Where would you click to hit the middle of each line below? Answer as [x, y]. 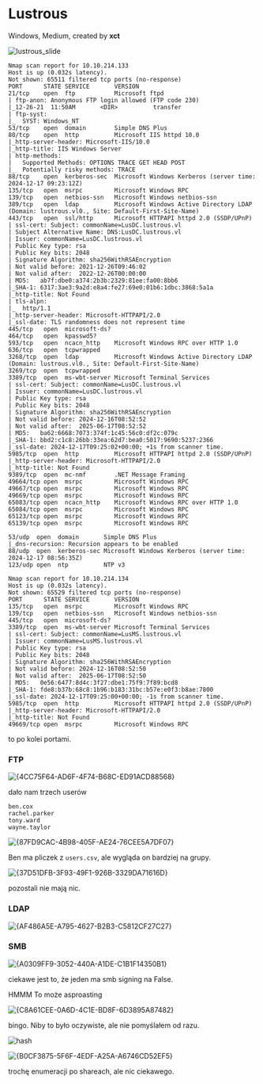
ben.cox [21, 807]
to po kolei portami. [39, 739]
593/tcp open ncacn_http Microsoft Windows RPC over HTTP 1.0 [123, 343]
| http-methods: [35, 155]
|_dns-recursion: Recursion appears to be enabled [93, 544]
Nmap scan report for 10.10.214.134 [68, 578]
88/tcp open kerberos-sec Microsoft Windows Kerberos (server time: [132, 176]
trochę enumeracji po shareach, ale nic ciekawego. [91, 1071]
